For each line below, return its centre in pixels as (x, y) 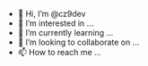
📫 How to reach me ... (59, 52)
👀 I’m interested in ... (56, 23)
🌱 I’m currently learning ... (65, 33)
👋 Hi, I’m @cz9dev (52, 14)
